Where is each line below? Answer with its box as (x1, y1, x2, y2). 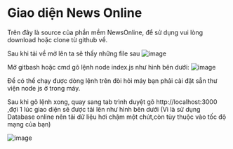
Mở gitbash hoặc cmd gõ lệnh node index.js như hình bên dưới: (7, 63, 189, 71)
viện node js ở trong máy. (7, 84, 81, 92)
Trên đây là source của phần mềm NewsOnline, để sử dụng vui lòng (7, 28, 204, 37)
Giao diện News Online (7, 5, 142, 21)
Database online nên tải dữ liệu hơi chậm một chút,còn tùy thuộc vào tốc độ (7, 112, 227, 121)
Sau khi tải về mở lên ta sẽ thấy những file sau (7, 49, 140, 58)
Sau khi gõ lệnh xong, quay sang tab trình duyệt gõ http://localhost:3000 (7, 97, 218, 106)
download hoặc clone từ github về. (7, 35, 108, 44)
